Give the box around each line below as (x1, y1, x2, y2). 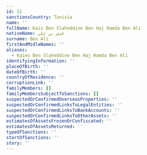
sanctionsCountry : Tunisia (6, 14, 73, 20)
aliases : (6, 47, 28, 53)
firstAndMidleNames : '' (6, 42, 65, 48)
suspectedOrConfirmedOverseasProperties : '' (6, 96, 117, 102)
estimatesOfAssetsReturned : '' (6, 124, 83, 130)
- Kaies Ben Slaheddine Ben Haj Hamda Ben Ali (11, 52, 128, 58)
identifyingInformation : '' (6, 58, 76, 64)
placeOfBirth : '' (6, 63, 49, 70)
